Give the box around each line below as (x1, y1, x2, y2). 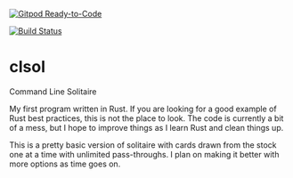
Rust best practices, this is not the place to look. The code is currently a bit (9, 112, 284, 124)
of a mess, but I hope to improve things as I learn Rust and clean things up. (9, 122, 284, 133)
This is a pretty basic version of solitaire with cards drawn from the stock (9, 139, 278, 150)
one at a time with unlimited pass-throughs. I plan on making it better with (9, 149, 280, 159)
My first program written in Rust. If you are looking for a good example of (9, 103, 278, 114)
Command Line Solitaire (9, 85, 97, 97)
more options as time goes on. (9, 158, 121, 169)
